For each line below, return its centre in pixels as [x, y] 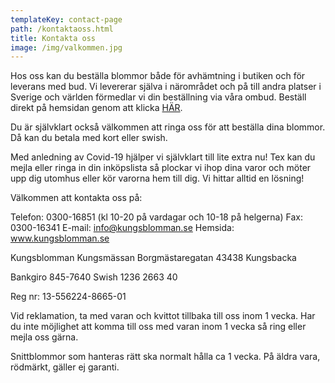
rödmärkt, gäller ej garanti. [65, 367]
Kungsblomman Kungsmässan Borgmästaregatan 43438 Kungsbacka [153, 258]
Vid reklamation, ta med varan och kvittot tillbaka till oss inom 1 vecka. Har [163, 316]
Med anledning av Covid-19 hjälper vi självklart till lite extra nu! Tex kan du [163, 157]
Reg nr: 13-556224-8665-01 [68, 297]
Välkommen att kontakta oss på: [76, 198]
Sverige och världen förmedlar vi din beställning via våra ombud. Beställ [158, 97]
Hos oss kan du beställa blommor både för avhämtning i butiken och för [158, 76]
